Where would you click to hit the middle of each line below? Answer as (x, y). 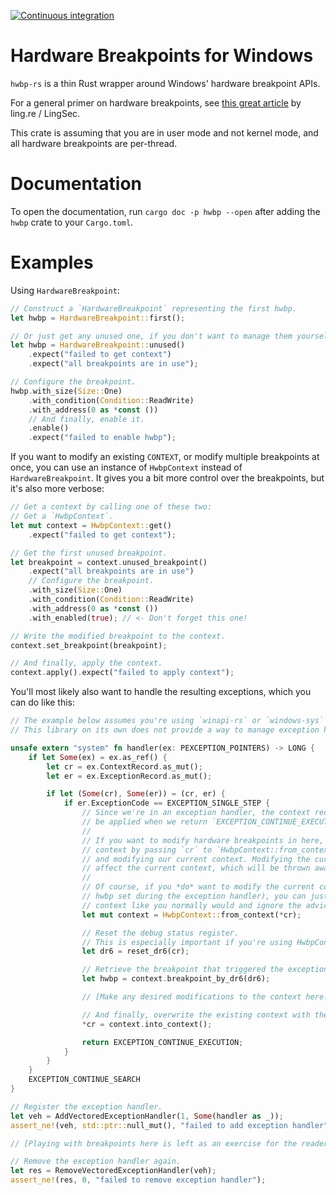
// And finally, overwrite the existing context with (196, 1015)
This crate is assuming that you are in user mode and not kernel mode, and (164, 132)
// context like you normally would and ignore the (191, 905)
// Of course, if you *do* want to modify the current (198, 887)
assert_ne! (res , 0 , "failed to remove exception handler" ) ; (138, 1180)
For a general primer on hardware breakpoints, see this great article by (156, 102)
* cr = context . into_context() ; (147, 1024)
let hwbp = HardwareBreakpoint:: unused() (98, 345)
